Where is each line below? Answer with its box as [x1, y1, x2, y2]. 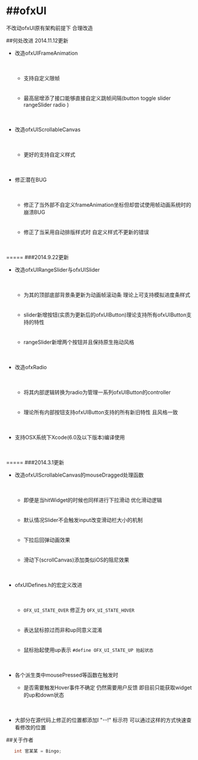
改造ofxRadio [14, 363, 47, 370]
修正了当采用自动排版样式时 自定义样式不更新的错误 [23, 229, 149, 236]
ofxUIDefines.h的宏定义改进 [14, 581, 82, 588]
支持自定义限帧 [23, 74, 60, 81]
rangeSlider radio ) [23, 101, 69, 108]
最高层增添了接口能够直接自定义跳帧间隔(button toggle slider [23, 94, 171, 102]
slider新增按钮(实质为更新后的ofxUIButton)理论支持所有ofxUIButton [23, 311, 187, 318]
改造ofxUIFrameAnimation [14, 49, 78, 57]
